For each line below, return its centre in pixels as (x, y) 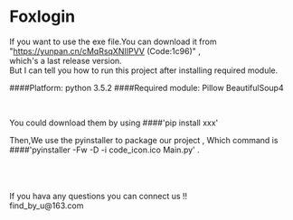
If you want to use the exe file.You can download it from (113, 41)
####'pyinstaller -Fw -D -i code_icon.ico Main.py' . (105, 150)
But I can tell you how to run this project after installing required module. (144, 70)
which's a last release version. (66, 60)
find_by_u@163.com (47, 206)
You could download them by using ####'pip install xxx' (114, 123)
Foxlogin (42, 17)
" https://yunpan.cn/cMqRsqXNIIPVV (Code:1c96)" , (105, 50)
